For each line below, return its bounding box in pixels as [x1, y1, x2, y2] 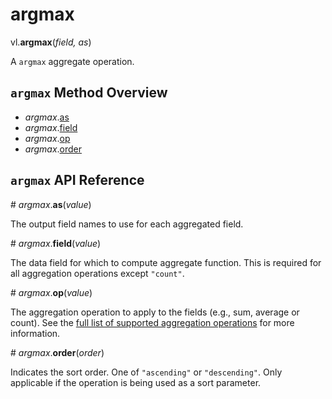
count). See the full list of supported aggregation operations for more [10, 316, 295, 328]
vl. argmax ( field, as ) [10, 36, 92, 48]
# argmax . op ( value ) [10, 286, 93, 298]
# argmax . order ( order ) [10, 346, 105, 358]
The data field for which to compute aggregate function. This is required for [10, 256, 322, 268]
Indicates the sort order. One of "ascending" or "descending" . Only [10, 366, 283, 378]
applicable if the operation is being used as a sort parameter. [10, 376, 262, 388]
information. [10, 327, 61, 339]
